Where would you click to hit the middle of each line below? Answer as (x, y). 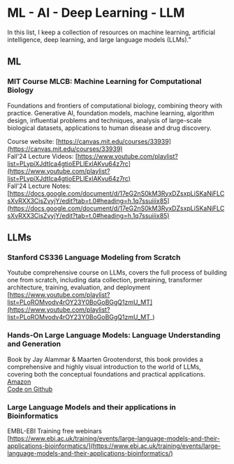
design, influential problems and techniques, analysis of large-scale (105, 120)
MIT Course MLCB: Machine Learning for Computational (104, 82)
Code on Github (30, 389)
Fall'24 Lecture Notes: (39, 186)
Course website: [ (33, 141)
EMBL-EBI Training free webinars (55, 430)
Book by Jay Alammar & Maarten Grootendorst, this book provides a (105, 359)
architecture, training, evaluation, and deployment (79, 287)
